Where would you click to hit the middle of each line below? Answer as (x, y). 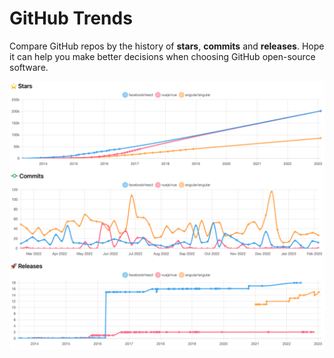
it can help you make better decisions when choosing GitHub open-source (162, 56)
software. (29, 67)
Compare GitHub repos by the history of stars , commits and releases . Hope (167, 46)
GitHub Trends (71, 18)
